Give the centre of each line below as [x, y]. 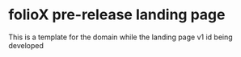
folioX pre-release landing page [117, 15]
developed [26, 45]
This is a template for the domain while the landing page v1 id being [120, 37]
